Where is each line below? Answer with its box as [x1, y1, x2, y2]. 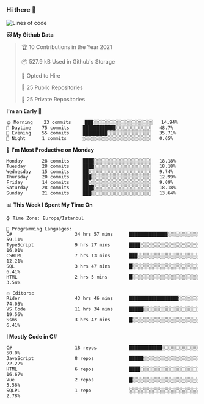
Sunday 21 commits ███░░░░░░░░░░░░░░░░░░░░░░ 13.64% [6, 190, 176, 196]
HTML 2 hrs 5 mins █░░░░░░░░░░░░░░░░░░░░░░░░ [6, 274, 199, 281]
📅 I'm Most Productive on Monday [6, 146, 95, 153]
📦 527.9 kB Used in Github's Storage [21, 58, 115, 65]
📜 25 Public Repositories [21, 84, 84, 91]
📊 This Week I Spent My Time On [6, 201, 93, 208]
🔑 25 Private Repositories [21, 96, 86, 103]
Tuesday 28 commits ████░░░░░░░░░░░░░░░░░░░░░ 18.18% [6, 163, 176, 170]
